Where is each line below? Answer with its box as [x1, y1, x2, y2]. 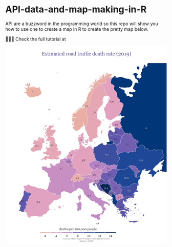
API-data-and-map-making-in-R [5, 4, 147, 15]
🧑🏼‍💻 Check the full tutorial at [5, 36, 67, 42]
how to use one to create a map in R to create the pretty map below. [5, 26, 148, 32]
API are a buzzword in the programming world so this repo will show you [5, 20, 158, 27]
